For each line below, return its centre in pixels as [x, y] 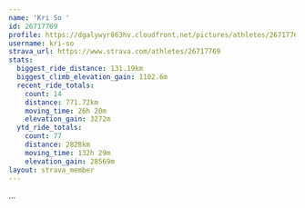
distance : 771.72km [62, 102]
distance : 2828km [58, 144]
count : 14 [44, 94]
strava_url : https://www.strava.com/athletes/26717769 [115, 52]
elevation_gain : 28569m [70, 161]
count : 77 [44, 136]
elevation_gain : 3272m [68, 119]
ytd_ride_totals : [50, 128]
